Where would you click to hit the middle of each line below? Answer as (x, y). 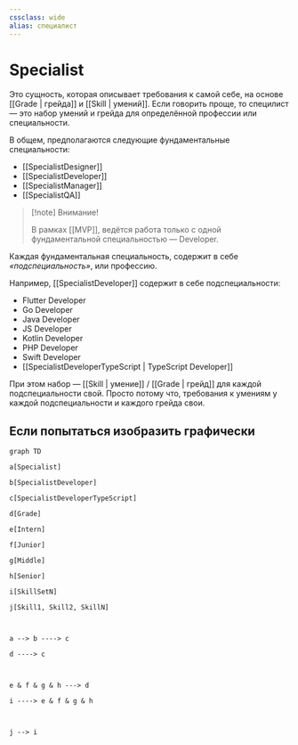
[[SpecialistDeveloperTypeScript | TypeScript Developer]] (128, 367)
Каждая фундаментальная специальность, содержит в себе (124, 257)
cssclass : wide (37, 17)
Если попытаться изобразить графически (132, 431)
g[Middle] (28, 561)
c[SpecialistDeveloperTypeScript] (73, 499)
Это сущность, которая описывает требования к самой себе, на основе (146, 94)
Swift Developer (52, 357)
